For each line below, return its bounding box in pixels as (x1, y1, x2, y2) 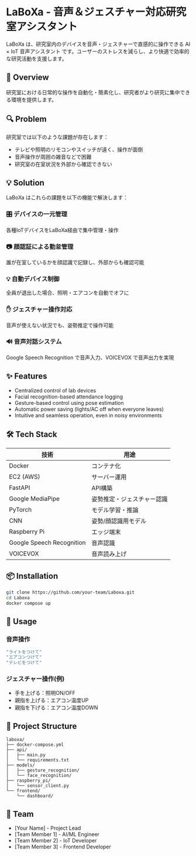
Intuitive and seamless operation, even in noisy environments (14, 411, 162, 419)
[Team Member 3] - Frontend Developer (14, 843, 111, 850)
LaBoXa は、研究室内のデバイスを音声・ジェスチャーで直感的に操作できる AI (6, 40, 191, 47)
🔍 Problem (6, 114, 47, 124)
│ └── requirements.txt (6, 757, 69, 763)
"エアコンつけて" (6, 654, 42, 660)
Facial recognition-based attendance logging (14, 393, 123, 400)
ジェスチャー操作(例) (6, 675, 65, 683)
